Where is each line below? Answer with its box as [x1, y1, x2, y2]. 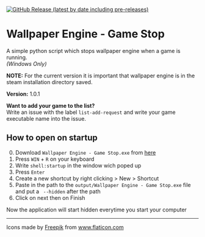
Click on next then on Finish [15, 194, 85, 201]
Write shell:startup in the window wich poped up [15, 161, 142, 169]
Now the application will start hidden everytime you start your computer [6, 206, 187, 213]
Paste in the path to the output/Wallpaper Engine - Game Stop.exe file [15, 181, 191, 188]
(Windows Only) [6, 60, 47, 67]
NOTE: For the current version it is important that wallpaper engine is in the [6, 72, 195, 79]
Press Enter [15, 168, 45, 175]
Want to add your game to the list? [6, 102, 95, 109]
